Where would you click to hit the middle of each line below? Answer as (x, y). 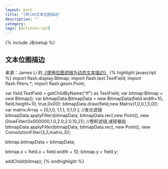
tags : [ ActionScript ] (28, 28)
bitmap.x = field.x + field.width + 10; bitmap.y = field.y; (62, 151)
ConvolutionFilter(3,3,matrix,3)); (38, 132)
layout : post (19, 10)
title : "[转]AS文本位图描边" (33, 14)
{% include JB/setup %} (30, 42)
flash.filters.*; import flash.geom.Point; (45, 83)
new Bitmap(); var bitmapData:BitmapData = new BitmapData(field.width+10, (84, 98)
